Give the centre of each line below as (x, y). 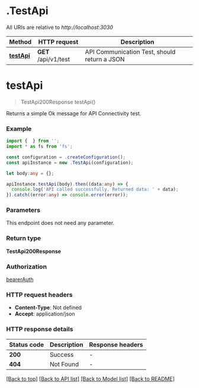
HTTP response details (40, 329)
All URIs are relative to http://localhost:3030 (60, 27)
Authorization (27, 266)
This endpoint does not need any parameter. (60, 223)
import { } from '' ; (33, 141)
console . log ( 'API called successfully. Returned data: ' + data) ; (95, 190)
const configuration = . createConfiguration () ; (66, 157)
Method (20, 41)
